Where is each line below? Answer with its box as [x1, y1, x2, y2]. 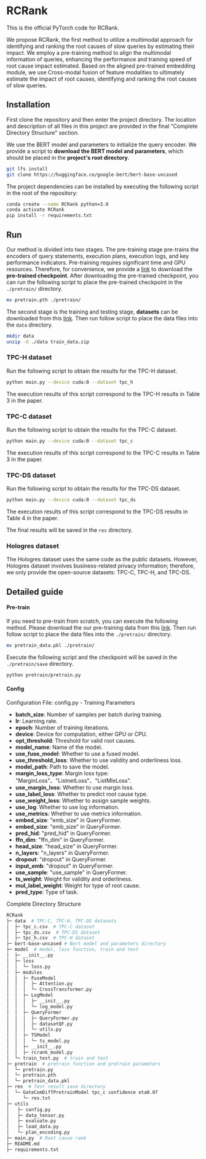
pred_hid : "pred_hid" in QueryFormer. [15, 829, 112, 837]
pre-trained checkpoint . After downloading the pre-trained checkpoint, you [6, 272, 199, 279]
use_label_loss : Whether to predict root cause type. [15, 790, 148, 797]
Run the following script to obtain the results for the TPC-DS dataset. [6, 485, 181, 492]
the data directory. [6, 321, 53, 328]
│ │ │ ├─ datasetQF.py [6, 1021, 73, 1027]
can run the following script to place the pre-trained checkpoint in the [6, 278, 183, 286]
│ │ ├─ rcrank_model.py [6, 1049, 73, 1055]
